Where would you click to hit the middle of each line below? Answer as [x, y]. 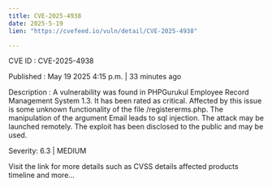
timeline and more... [42, 175]
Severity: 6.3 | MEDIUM [47, 151]
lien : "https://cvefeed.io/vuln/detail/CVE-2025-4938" [103, 31]
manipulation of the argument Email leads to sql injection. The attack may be [136, 118]
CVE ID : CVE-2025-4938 [51, 61]
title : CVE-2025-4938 [45, 16]
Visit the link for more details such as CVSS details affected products [123, 167]
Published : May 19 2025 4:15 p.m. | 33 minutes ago [95, 77]
